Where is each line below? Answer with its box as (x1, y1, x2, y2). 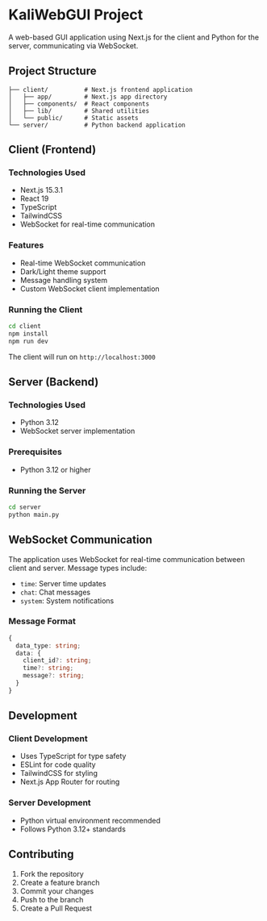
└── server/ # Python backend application (8, 121, 186, 129)
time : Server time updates (19, 578, 106, 588)
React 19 (19, 194, 49, 203)
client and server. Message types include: (8, 563, 148, 573)
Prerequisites (8, 446, 62, 457)
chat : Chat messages (19, 587, 91, 597)
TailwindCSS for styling (19, 769, 98, 778)
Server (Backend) (8, 375, 99, 389)
